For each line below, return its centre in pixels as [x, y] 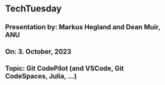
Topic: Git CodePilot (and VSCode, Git [64, 68]
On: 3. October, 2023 [38, 51]
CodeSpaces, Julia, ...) [41, 76]
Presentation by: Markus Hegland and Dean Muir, [83, 27]
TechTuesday [33, 9]
